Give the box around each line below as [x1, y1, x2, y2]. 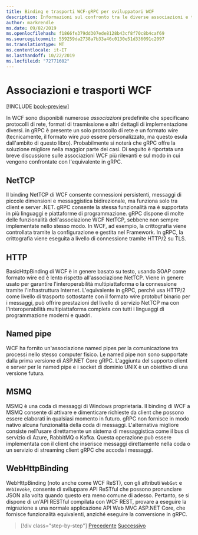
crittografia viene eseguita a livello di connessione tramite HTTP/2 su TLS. [6, 235, 187, 242]
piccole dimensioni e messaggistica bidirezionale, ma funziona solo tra [6, 197, 178, 204]
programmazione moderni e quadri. [6, 312, 93, 319]
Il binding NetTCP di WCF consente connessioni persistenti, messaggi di [6, 191, 181, 198]
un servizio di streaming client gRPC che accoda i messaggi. [6, 446, 153, 454]
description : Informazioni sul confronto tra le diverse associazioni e [6, 14, 189, 20]
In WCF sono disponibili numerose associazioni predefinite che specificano [6, 115, 190, 122]
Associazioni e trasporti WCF [6, 83, 152, 97]
